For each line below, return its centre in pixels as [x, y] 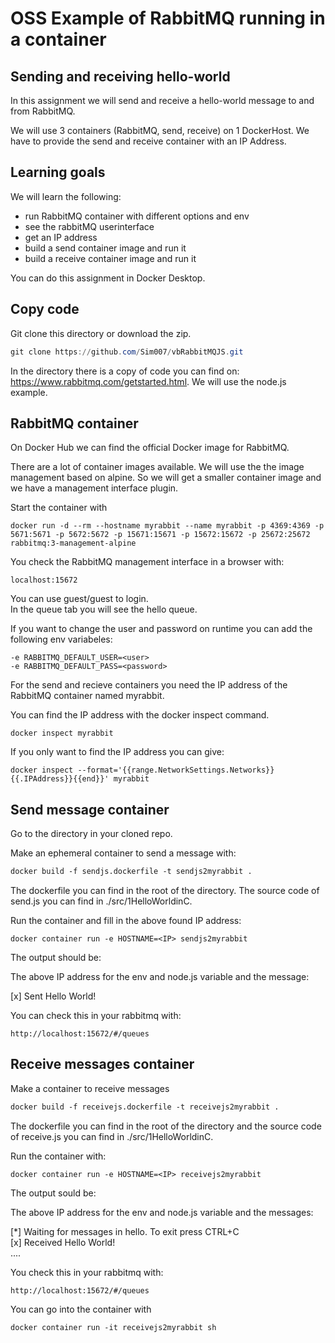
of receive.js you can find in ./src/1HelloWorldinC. [112, 1136]
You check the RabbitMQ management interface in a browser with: [147, 562]
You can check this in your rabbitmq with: [96, 1015]
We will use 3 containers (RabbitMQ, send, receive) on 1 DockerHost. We [160, 130]
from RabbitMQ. [43, 111]
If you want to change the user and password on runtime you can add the [161, 629]
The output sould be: [53, 1193]
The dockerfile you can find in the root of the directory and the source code [166, 1126]
